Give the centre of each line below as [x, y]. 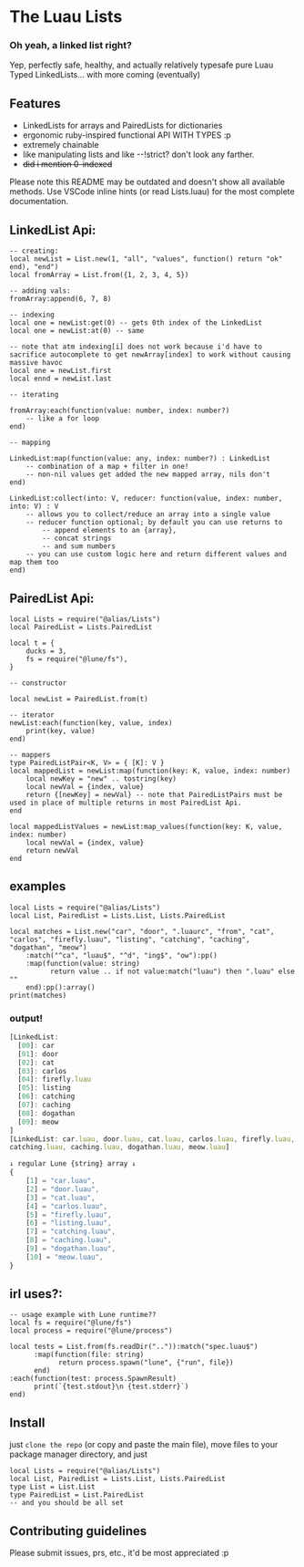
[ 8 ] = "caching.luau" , [69, 1240]
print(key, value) [61, 731]
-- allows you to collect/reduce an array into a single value [148, 514]
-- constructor [38, 683]
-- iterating [34, 395]
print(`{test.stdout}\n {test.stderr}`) [111, 1387]
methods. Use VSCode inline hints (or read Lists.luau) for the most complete [152, 192]
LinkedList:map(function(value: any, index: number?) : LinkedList [140, 459]
